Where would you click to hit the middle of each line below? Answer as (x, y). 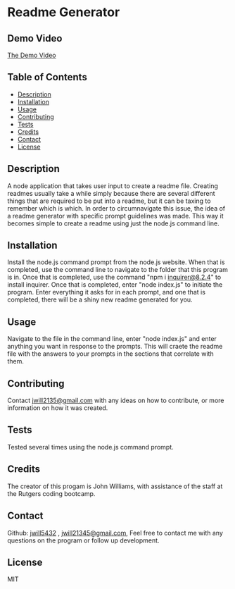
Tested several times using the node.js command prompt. (90, 447)
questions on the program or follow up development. (83, 540)
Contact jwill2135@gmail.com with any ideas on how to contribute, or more (116, 401)
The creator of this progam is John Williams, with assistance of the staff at (115, 486)
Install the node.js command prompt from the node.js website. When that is (116, 262)
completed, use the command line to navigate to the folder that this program (118, 270)
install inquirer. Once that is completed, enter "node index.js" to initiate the (115, 285)
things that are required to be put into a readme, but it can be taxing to (109, 201)
